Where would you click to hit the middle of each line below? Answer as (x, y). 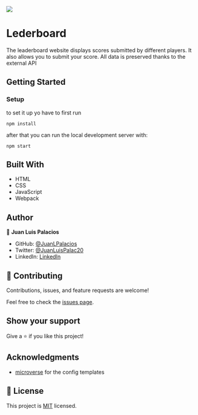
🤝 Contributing (35, 276)
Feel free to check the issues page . (50, 302)
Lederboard (36, 34)
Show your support (43, 321)
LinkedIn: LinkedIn (38, 257)
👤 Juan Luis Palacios (33, 232)
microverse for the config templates (60, 372)
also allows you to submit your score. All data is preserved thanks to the (96, 56)
